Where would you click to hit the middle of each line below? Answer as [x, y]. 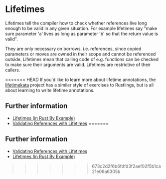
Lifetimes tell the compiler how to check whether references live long [76, 23]
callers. [13, 70]
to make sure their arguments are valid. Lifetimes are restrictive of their [78, 64]
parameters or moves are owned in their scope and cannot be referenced [81, 54]
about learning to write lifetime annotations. [50, 90]
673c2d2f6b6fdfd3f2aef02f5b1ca [126, 166]
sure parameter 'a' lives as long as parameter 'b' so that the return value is [82, 33]
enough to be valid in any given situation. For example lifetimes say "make [81, 28]
